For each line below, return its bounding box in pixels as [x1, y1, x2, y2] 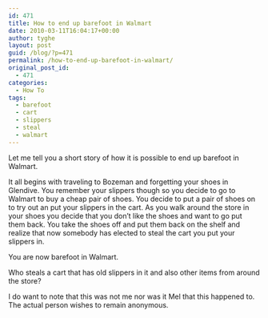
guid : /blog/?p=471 [8, 49, 74, 57]
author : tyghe [8, 34, 56, 42]
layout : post [8, 42, 52, 50]
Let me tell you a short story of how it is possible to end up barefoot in [8, 153, 240, 163]
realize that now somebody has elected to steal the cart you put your [8, 227, 235, 237]
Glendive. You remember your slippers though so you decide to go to [8, 185, 236, 195]
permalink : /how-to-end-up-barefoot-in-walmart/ [8, 57, 174, 65]
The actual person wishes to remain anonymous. [8, 300, 169, 309]
